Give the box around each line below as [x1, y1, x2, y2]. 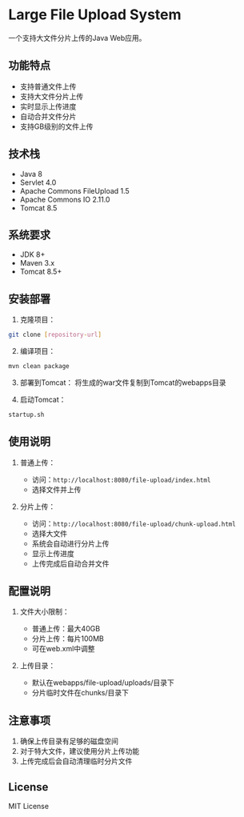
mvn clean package [8, 362, 70, 370]
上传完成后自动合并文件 [31, 559, 110, 568]
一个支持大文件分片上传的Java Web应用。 [8, 33, 146, 42]
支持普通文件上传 [19, 82, 77, 91]
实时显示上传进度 [19, 102, 77, 111]
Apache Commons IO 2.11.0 [19, 194, 110, 204]
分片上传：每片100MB [31, 634, 104, 643]
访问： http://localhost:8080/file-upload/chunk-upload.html [31, 519, 236, 528]
